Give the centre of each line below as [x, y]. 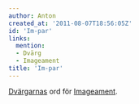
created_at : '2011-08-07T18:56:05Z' [70, 23]
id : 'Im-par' [30, 31]
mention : [30, 46]
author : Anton [33, 16]
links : [20, 38]
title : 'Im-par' [36, 69]
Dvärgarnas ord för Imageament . [63, 91]
